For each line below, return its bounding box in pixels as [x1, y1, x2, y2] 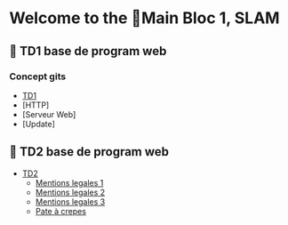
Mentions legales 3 [35, 196, 106, 207]
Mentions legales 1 [35, 177, 104, 188]
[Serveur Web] [21, 108, 76, 119]
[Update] [21, 118, 56, 129]
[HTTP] [21, 100, 50, 110]
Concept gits [9, 70, 67, 83]
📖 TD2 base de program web [9, 144, 170, 159]
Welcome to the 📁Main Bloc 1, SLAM [9, 8, 280, 28]
